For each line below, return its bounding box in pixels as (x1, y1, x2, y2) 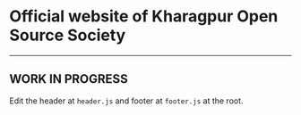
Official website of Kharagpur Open (9, 6, 279, 27)
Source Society (9, 25, 126, 45)
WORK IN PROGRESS (9, 71, 128, 86)
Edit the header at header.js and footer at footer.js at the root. (9, 95, 244, 106)
